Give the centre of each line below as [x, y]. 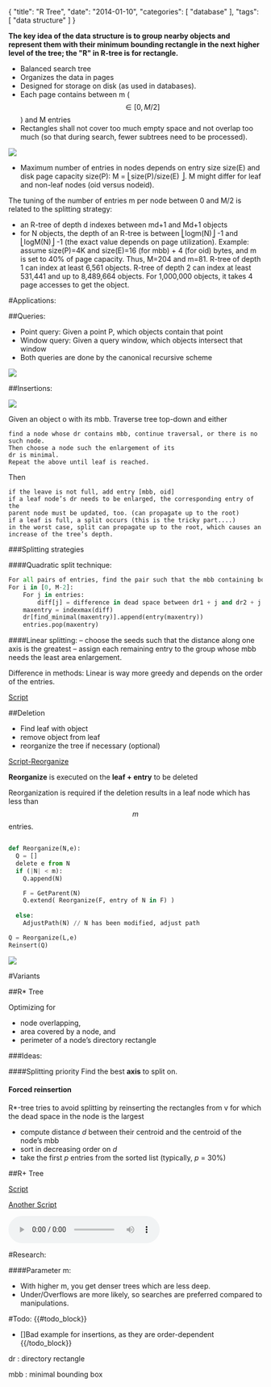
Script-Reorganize [39, 762]
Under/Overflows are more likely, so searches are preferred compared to [141, 1294]
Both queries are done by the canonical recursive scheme [116, 357]
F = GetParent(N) [52, 893]
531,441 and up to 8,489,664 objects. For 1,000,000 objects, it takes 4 [136, 276]
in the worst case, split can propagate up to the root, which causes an [135, 527]
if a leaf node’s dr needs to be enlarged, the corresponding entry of [131, 499]
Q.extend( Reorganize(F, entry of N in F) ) [99, 901]
